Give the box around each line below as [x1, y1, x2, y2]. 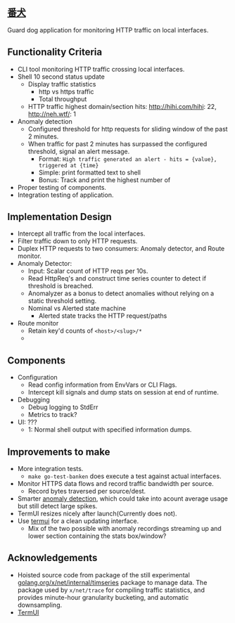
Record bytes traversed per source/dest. [27, 487, 146, 496]
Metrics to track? [27, 411, 77, 419]
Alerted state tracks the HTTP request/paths [38, 311, 167, 320]
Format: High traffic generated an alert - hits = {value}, [38, 154, 217, 163]
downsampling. [17, 600, 62, 609]
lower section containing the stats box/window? [27, 532, 167, 540]
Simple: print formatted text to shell [38, 168, 141, 176]
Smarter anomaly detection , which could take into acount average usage [17, 494, 229, 503]
